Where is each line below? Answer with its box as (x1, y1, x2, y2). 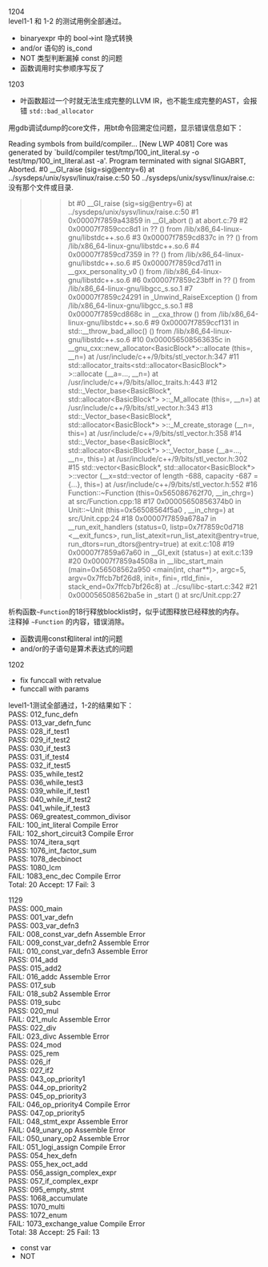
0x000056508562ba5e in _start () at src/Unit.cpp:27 (67, 591, 242, 599)
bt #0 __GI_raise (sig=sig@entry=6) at (67, 199, 193, 208)
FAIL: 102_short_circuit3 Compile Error (8, 829, 134, 838)
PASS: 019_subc (8, 998, 62, 1007)
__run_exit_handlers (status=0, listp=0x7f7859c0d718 (67, 523, 244, 531)
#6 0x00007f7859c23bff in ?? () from (131, 276, 256, 284)
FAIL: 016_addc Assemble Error (8, 972, 110, 981)
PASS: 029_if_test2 (8, 735, 70, 744)
